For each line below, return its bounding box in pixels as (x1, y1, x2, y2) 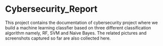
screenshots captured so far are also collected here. (5, 35, 111, 41)
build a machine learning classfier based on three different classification (5, 24, 151, 30)
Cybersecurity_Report (5, 3, 98, 15)
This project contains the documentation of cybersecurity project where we (5, 20, 158, 25)
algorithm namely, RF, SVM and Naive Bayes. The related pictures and (5, 30, 147, 36)
